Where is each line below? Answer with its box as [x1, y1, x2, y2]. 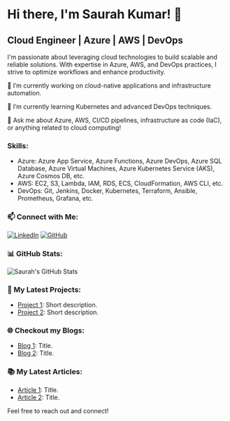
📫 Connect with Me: [7, 212, 79, 222]
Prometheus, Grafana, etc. [17, 194, 94, 203]
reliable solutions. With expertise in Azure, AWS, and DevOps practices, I [7, 60, 217, 69]
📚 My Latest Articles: [7, 367, 82, 377]
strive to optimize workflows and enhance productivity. [7, 68, 166, 76]
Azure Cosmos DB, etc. [17, 172, 85, 180]
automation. [7, 89, 42, 97]
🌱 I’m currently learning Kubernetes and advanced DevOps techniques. [7, 102, 213, 111]
